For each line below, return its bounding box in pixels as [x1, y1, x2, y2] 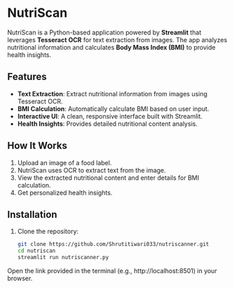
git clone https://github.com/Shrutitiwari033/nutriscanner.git [17, 241, 209, 248]
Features [7, 71, 47, 83]
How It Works [7, 140, 68, 152]
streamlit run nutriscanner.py [17, 254, 109, 261]
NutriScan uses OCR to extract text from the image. [17, 166, 166, 174]
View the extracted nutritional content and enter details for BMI [17, 174, 200, 182]
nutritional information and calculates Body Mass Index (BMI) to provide [7, 43, 216, 51]
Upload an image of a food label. [17, 158, 112, 166]
